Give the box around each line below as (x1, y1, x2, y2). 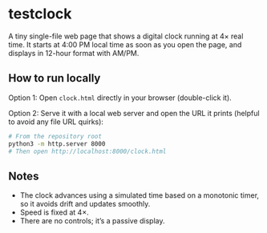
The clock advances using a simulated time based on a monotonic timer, (19, 191, 259, 200)
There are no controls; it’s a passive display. (19, 216, 165, 226)
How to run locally (8, 71, 101, 85)
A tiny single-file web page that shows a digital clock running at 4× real (8, 31, 244, 41)
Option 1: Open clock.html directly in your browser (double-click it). (8, 93, 233, 102)
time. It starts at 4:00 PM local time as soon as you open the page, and (8, 39, 242, 49)
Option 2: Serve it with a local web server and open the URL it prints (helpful (8, 108, 260, 118)
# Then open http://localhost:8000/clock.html (8, 147, 167, 155)
